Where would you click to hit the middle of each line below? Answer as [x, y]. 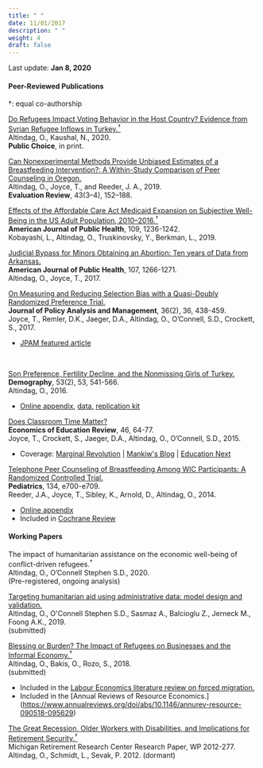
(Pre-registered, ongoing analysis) [64, 581]
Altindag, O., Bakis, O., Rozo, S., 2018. [70, 664]
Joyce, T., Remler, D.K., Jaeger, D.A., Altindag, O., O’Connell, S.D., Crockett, [131, 318]
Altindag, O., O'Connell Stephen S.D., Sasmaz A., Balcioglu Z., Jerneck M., [130, 613]
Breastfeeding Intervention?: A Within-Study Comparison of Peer [114, 170]
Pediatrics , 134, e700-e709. [54, 485]
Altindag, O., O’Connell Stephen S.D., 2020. [79, 572]
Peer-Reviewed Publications [56, 86]
